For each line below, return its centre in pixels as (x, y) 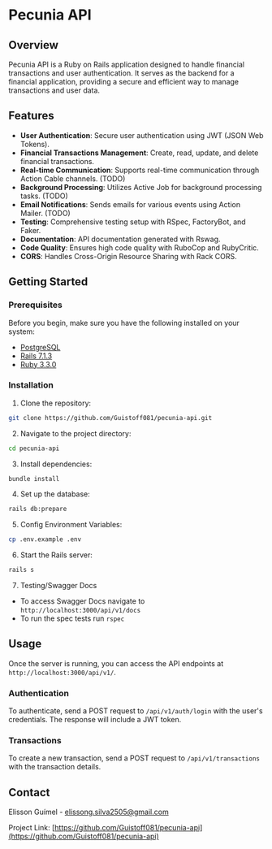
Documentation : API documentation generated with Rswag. (120, 239)
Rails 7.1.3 (36, 356)
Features (31, 116)
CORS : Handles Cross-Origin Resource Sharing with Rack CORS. (128, 256)
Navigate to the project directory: (76, 433)
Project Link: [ (32, 828)
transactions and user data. (54, 90)
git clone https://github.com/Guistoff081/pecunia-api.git (110, 418)
